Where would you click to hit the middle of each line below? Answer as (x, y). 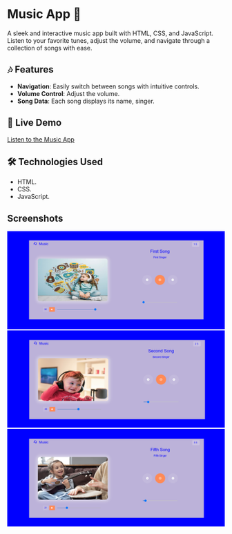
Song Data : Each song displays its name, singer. (86, 101)
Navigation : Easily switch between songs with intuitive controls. (108, 86)
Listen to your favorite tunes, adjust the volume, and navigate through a (109, 40)
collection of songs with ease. (50, 48)
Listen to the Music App (41, 139)
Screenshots (35, 218)
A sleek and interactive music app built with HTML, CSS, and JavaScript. (110, 33)
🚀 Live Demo (35, 123)
